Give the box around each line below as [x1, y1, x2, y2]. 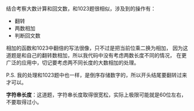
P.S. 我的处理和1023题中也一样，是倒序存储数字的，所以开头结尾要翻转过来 [6, 72, 188, 78]
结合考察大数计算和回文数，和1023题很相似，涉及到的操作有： [6, 5, 156, 12]
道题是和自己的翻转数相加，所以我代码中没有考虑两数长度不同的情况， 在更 [6, 52, 187, 58]
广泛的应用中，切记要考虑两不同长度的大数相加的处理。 [6, 59, 139, 66]
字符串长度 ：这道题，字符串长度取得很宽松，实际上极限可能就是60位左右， [6, 91, 187, 98]
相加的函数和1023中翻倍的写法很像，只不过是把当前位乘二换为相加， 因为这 [6, 44, 188, 51]
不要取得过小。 [6, 99, 42, 105]
